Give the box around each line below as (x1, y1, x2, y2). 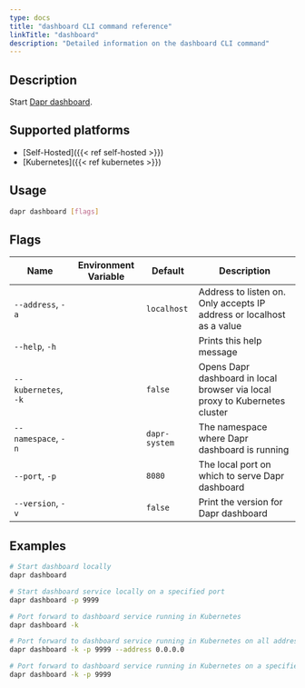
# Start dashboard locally (9, 563, 112, 572)
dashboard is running (198, 444, 290, 456)
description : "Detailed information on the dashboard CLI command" (9, 38, 271, 48)
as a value (198, 320, 242, 333)
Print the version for (198, 496, 283, 509)
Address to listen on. (198, 285, 286, 298)
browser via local (198, 384, 271, 396)
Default (151, 264, 184, 277)
